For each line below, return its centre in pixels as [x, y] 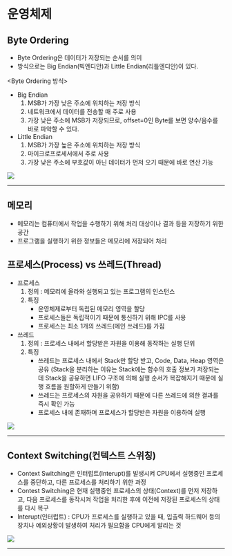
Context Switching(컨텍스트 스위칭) [82, 456]
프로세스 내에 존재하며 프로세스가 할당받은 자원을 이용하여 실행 [122, 412]
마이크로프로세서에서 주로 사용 [68, 154]
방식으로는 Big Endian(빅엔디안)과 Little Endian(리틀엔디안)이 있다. [108, 66]
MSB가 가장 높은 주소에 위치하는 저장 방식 [84, 145]
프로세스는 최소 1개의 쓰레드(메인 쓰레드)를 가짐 [101, 326]
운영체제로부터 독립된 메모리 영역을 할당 [91, 308]
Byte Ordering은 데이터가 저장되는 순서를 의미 [79, 57]
